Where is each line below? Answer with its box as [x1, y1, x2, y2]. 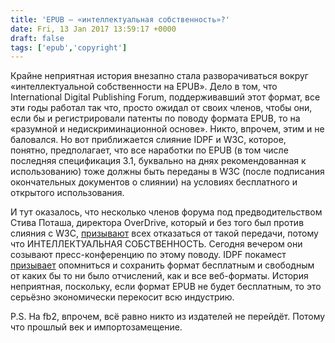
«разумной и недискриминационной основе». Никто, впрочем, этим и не [10, 123, 325, 135]
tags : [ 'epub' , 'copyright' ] [10, 42, 128, 53]
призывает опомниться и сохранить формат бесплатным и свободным [10, 259, 315, 271]
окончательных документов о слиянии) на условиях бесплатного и [10, 176, 298, 188]
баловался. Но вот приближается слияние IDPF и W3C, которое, [10, 134, 287, 146]
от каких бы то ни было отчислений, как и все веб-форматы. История [10, 270, 309, 282]
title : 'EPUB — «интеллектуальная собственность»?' [10, 14, 230, 25]
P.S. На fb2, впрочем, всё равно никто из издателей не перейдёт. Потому [10, 311, 326, 323]
